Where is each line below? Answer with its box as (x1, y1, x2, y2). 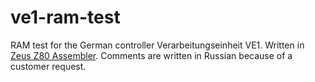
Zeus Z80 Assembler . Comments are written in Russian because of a (10, 49, 293, 61)
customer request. (10, 60, 87, 72)
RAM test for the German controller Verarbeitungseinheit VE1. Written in (10, 39, 305, 51)
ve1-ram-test (10, 6, 121, 29)
